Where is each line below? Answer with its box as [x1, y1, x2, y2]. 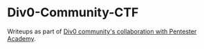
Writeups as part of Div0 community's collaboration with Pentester [7, 27, 197, 35]
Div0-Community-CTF [7, 5, 139, 20]
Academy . [7, 34, 36, 42]
